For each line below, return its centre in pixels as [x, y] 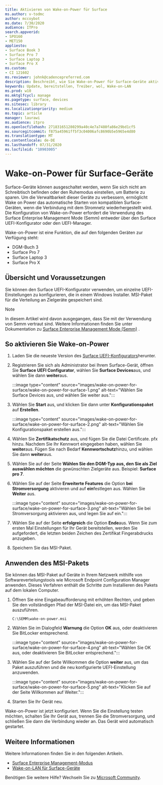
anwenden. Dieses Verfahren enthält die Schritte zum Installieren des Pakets [81, 585]
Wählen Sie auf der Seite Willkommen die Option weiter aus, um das [80, 662]
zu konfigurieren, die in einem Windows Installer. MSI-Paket [93, 295]
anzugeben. [24, 538]
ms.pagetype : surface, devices [37, 100]
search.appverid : [23, 32]
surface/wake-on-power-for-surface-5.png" [56, 687]
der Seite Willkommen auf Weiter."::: [48, 692]
